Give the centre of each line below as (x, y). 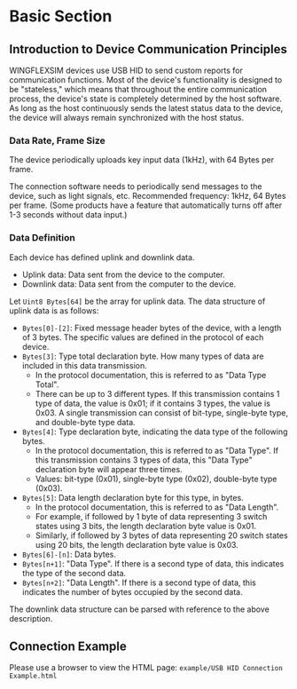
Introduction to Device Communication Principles (148, 49)
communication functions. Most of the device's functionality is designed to (146, 80)
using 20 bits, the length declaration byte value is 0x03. (137, 544)
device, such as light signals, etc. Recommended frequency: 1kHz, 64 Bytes (148, 196)
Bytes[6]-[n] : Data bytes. (69, 554)
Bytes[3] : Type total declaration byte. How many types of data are (143, 356)
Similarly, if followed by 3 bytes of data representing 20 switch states (161, 535)
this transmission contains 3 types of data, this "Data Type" (144, 460)
